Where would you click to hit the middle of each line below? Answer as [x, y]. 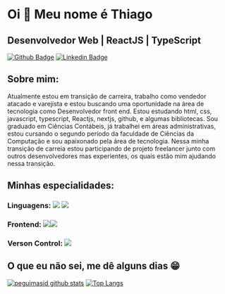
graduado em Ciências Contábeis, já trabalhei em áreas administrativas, [112, 126]
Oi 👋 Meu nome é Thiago [80, 14]
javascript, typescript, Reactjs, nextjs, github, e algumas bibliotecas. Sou [113, 118]
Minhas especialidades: [61, 186]
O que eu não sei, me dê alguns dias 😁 [94, 266]
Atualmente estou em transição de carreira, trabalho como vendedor [107, 96]
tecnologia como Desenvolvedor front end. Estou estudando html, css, [110, 111]
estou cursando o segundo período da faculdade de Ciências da [101, 134]
